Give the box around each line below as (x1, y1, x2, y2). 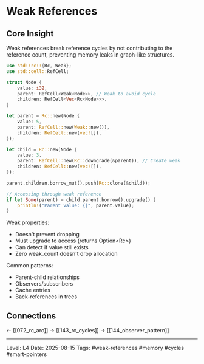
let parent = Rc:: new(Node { (6, 113, 80, 119)
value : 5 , (17, 118, 42, 125)
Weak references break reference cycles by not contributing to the (6, 44, 173, 52)
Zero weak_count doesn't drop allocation (15, 250, 118, 258)
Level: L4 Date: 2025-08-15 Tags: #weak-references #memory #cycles (6, 345, 184, 352)
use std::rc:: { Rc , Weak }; (6, 63, 72, 69)
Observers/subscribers (15, 280, 73, 287)
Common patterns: (6, 262, 53, 269)
